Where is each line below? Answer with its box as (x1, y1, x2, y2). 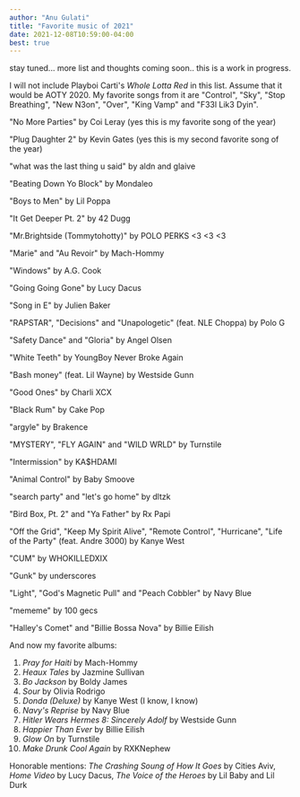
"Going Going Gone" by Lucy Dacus (9, 283, 141, 293)
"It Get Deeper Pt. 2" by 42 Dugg (9, 213, 132, 224)
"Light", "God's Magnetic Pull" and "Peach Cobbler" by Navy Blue (9, 588, 253, 599)
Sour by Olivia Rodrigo (21, 686, 106, 696)
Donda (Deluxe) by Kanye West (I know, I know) (21, 696, 199, 706)
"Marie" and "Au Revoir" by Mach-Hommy (9, 248, 165, 258)
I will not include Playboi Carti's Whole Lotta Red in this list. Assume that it (9, 80, 283, 91)
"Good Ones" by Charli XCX (9, 387, 112, 398)
